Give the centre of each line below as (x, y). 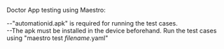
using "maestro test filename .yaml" (57, 38)
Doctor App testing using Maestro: (56, 10)
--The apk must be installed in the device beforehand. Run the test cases (112, 31)
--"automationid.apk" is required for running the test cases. (92, 23)
